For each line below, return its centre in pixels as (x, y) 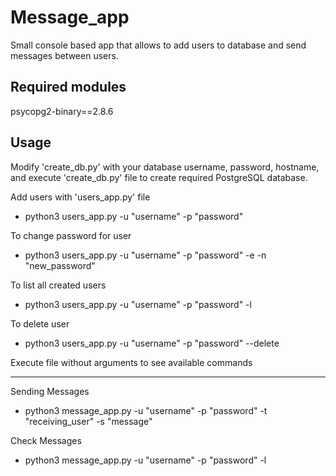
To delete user (40, 323)
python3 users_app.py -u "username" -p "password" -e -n (145, 255)
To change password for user (71, 235)
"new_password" (60, 265)
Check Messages (46, 440)
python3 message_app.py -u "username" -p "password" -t (146, 410)
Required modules (68, 87)
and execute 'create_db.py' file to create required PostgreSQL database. (159, 177)
